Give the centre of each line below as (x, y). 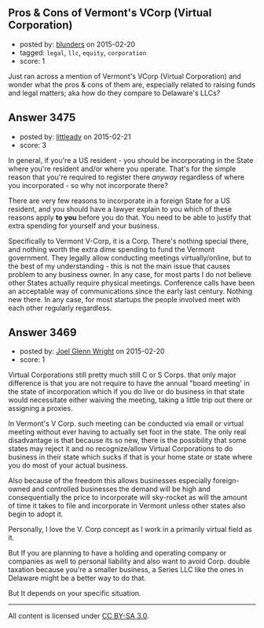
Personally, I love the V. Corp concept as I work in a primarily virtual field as (130, 530)
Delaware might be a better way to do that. (77, 578)
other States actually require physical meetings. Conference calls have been (132, 283)
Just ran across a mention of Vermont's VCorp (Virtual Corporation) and (125, 76)
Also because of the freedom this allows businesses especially (110, 481)
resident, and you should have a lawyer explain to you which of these (120, 209)
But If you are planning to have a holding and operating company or (117, 553)
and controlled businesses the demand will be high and (121, 489)
